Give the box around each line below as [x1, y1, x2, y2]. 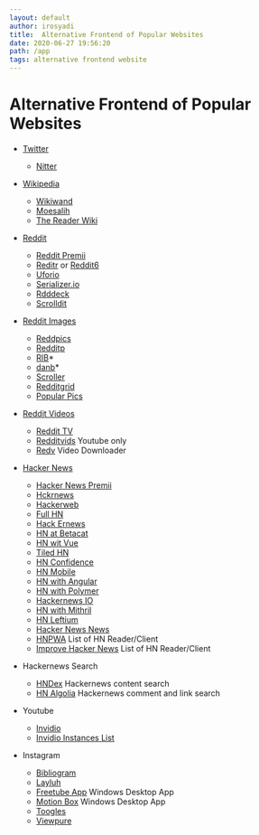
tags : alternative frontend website [9, 55, 147, 64]
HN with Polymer [35, 585, 99, 596]
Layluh [35, 776, 61, 787]
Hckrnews [35, 489, 75, 500]
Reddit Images [22, 315, 77, 326]
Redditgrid [35, 380, 75, 391]
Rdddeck [35, 288, 69, 299]
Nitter [35, 160, 57, 172]
